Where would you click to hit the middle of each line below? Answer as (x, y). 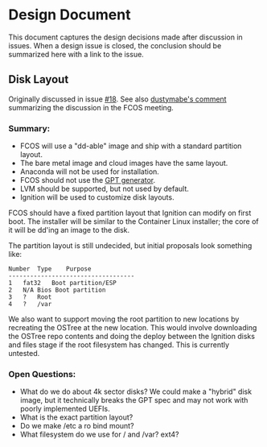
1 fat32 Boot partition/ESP (62, 284)
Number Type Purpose (50, 269)
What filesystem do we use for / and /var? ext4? (99, 435)
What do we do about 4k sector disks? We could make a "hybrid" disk (136, 391)
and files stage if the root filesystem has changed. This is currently (119, 345)
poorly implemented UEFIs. (65, 409)
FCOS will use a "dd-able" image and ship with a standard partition (131, 146)
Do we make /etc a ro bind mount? (77, 426)
